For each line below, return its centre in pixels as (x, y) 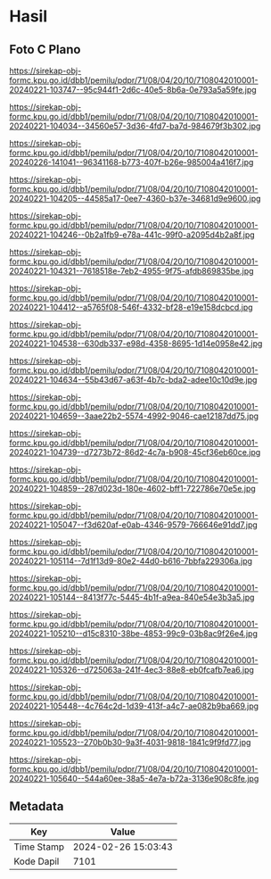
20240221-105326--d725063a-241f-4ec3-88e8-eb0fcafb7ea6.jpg (131, 670)
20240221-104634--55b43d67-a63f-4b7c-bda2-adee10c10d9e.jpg (133, 380)
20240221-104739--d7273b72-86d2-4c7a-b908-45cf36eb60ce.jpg (135, 452)
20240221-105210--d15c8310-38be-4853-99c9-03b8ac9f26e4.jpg (134, 634)
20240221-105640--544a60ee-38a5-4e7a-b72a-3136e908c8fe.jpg (134, 779)
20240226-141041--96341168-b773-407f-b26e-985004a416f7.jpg (131, 162)
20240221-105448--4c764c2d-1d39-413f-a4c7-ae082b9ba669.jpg (134, 706)
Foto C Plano (45, 50)
